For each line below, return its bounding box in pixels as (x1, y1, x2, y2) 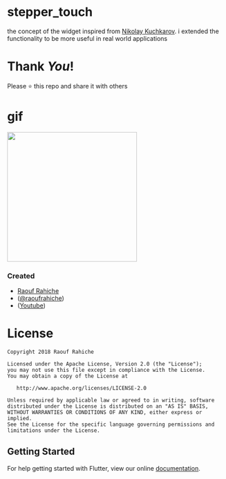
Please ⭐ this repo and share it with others (7, 82, 128, 90)
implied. (7, 415, 32, 422)
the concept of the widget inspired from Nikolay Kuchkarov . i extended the (7, 27, 219, 35)
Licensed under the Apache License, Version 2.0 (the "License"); (7, 361, 203, 368)
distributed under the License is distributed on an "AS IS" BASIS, (7, 403, 209, 410)
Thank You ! (7, 59, 75, 75)
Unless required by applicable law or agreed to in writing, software (7, 397, 215, 404)
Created (7, 271, 35, 281)
